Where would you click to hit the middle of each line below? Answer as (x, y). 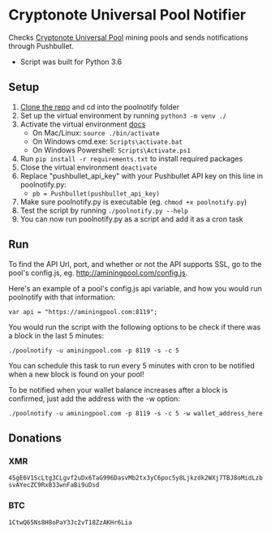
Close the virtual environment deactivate (89, 167)
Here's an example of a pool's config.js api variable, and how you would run (135, 288)
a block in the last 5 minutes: (56, 335)
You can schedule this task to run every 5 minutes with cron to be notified (132, 365)
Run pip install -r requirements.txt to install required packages (131, 158)
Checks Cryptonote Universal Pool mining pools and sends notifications (129, 37)
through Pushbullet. (41, 45)
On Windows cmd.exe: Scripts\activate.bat (107, 141)
